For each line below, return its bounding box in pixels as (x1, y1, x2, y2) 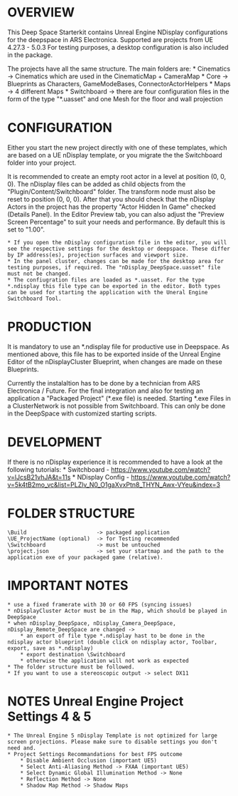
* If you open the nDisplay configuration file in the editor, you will (7, 239, 227, 246)
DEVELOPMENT (7, 434, 103, 450)
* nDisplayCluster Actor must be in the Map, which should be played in (7, 607, 227, 614)
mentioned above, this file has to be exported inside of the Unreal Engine (7, 350, 221, 358)
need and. (7, 744, 37, 752)
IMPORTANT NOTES (7, 577, 129, 594)
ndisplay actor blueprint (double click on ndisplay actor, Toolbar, (7, 639, 218, 646)
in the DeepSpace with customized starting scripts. (7, 409, 157, 418)
